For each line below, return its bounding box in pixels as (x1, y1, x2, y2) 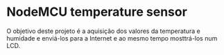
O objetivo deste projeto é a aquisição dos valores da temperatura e (6, 27, 200, 35)
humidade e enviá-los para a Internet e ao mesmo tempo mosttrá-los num (6, 34, 218, 42)
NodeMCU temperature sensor (6, 4, 188, 20)
